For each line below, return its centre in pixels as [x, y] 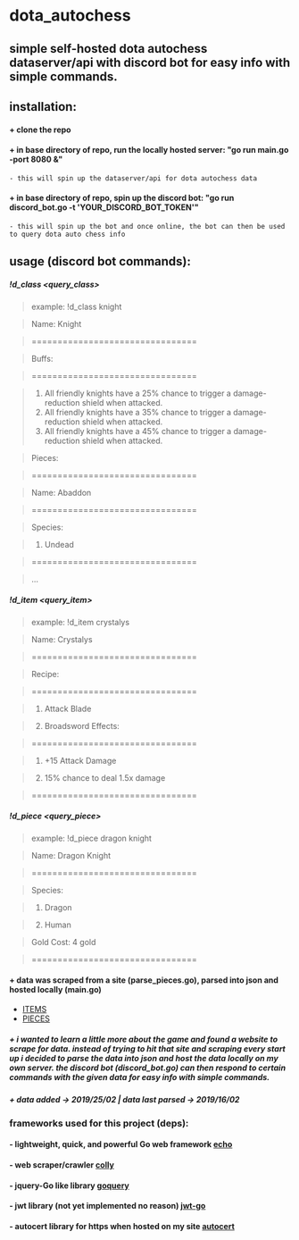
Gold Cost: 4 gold [63, 943]
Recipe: [45, 674]
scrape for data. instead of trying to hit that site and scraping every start [147, 1049]
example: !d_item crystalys [80, 623]
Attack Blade [68, 709]
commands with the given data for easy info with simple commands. [140, 1077]
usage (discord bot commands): [100, 261]
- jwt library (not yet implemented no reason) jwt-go [108, 1206]
